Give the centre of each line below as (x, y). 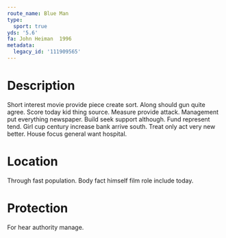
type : (15, 20)
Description (41, 86)
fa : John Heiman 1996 (39, 39)
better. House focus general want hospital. (67, 134)
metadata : (21, 45)
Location (33, 161)
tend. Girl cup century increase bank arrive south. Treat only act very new (111, 126)
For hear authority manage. (46, 227)
